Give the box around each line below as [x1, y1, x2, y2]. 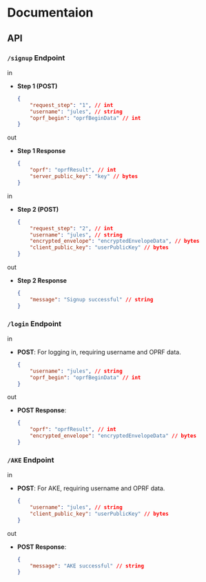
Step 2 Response [17, 277, 68, 284]
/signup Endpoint [7, 53, 65, 63]
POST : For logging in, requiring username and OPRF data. [17, 348, 181, 356]
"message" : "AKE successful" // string [30, 562, 145, 570]
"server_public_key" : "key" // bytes [30, 173, 138, 180]
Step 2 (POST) [17, 205, 59, 213]
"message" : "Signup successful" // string [30, 296, 154, 303]
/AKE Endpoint [7, 455, 54, 465]
